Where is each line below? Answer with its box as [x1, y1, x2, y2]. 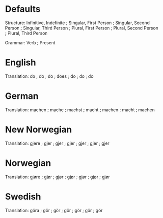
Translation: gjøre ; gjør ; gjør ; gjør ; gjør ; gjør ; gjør [5, 174, 110, 180]
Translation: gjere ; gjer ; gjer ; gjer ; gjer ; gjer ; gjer [5, 140, 109, 146]
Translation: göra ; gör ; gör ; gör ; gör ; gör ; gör [5, 207, 103, 213]
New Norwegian [5, 124, 72, 135]
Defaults [5, 3, 41, 15]
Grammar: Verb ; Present [5, 39, 55, 45]
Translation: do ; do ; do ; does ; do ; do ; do [5, 73, 94, 79]
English [5, 57, 36, 68]
